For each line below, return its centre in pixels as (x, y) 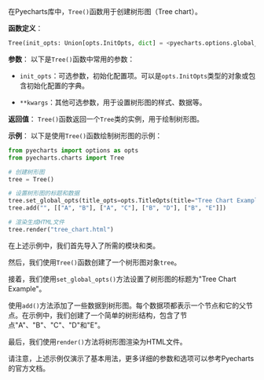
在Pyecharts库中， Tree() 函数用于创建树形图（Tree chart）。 (105, 11)
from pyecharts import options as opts (73, 150)
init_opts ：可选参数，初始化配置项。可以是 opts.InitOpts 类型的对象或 (134, 75)
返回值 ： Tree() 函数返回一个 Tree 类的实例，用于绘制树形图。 (106, 119)
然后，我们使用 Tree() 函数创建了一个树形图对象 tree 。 (95, 262)
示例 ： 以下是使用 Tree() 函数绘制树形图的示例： (85, 135)
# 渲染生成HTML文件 (37, 222)
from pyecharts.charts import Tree (66, 158)
